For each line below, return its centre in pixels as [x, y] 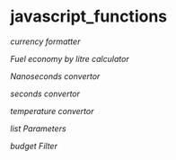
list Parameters [38, 129]
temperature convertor [52, 111]
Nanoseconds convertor [55, 76]
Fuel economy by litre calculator [70, 58]
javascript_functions [89, 17]
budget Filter [34, 146]
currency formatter [45, 41]
